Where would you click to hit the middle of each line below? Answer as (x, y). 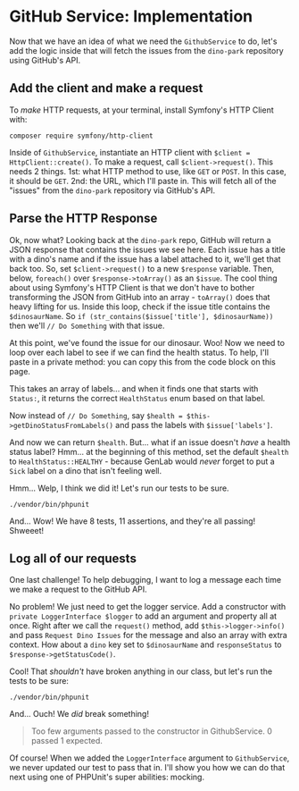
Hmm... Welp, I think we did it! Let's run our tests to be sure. (119, 488)
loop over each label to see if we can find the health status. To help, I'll (139, 352)
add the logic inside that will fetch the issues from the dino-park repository (146, 50)
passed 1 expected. (66, 741)
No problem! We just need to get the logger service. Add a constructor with (148, 607)
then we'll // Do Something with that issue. (87, 325)
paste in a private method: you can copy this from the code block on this (143, 362)
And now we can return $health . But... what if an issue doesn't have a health (150, 442)
